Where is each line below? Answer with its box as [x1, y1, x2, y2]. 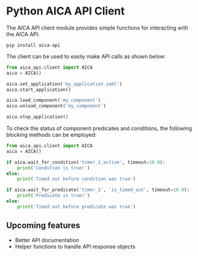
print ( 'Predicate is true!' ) [17, 193, 90, 199]
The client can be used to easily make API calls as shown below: [6, 52, 166, 60]
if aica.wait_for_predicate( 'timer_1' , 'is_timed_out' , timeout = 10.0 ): [6, 187, 190, 193]
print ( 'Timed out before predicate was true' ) [17, 204, 136, 210]
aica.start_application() [6, 86, 71, 93]
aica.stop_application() [6, 114, 69, 120]
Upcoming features [6, 220, 80, 231]
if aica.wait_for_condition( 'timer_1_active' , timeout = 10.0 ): [6, 159, 166, 165]
